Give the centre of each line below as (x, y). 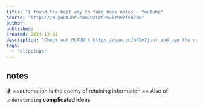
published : (20, 29)
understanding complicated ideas (48, 99)
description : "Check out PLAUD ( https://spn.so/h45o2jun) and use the (98, 40)
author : (16, 23)
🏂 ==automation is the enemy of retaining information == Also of (87, 91)
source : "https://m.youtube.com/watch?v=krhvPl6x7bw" (76, 18)
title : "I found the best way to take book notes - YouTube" (85, 12)
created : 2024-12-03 (32, 35)
